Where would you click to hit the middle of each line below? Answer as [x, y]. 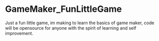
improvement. [19, 33]
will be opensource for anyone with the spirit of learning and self [71, 28]
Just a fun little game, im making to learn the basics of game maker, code [80, 23]
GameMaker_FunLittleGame [63, 9]
